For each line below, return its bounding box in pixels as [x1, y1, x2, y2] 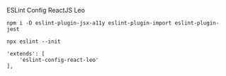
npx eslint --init [6, 38, 61, 45]
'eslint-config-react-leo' [19, 56, 99, 63]
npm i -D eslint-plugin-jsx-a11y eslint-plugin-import [6, 20, 172, 27]
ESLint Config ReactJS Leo [6, 6, 86, 14]
